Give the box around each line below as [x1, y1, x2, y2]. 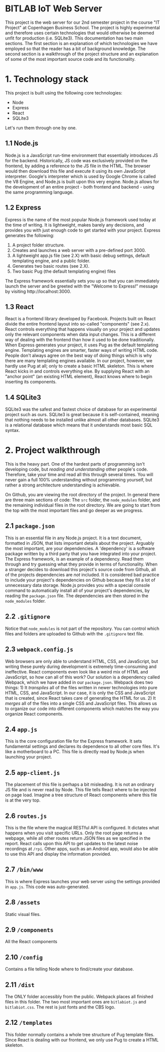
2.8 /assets [5, 898, 40, 907]
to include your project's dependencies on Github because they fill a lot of [5, 577, 156, 583]
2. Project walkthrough [5, 445, 100, 456]
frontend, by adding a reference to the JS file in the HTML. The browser [5, 163, 151, 169]
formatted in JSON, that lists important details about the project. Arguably [5, 540, 155, 546]
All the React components [5, 939, 58, 945]
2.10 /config [5, 953, 43, 961]
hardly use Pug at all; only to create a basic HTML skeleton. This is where [5, 363, 154, 369]
